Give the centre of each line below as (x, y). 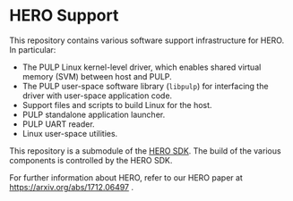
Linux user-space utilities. (70, 133)
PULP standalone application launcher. (94, 114)
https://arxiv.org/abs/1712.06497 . (72, 187)
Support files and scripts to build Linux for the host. (117, 105)
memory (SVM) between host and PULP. (97, 76)
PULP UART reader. (59, 124)
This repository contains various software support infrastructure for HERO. (147, 40)
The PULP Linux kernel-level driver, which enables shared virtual (142, 67)
